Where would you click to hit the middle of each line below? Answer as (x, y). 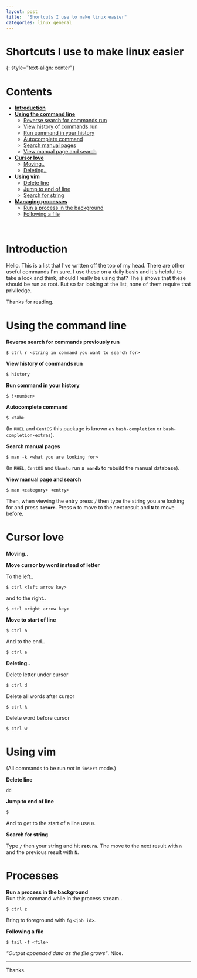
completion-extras (28, 436)
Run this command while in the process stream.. (64, 898)
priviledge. (19, 291)
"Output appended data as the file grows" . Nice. (64, 953)
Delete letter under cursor (37, 675)
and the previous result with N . (43, 852)
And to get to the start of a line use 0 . (51, 823)
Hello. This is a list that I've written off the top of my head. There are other (95, 266)
